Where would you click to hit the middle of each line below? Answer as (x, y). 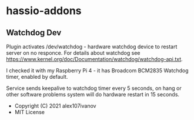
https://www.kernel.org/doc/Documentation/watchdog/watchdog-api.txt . (95, 59)
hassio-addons (44, 11)
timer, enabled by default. (37, 77)
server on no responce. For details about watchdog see (73, 53)
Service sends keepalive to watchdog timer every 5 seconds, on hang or (94, 88)
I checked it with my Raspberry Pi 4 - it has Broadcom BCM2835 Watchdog (97, 71)
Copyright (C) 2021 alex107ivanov (55, 106)
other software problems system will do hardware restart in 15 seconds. (93, 94)
